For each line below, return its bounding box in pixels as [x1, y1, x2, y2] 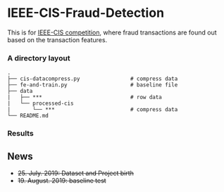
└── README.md [7, 113, 49, 120]
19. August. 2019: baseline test [17, 176, 107, 184]
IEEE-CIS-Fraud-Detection [7, 5, 164, 21]
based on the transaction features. [7, 35, 108, 44]
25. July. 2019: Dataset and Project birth [17, 169, 134, 177]
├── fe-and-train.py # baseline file [7, 82, 178, 89]
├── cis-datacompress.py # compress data [7, 75, 178, 82]
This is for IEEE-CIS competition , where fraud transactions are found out [7, 28, 217, 37]
